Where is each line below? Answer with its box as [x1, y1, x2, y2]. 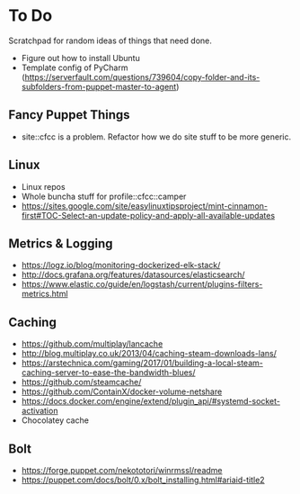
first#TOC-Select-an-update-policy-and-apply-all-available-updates [21, 210, 276, 220]
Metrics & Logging [8, 236, 113, 251]
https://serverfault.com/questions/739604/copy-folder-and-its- [24, 71, 260, 82]
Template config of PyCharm [21, 62, 128, 73]
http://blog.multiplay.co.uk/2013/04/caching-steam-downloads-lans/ [21, 348, 278, 359]
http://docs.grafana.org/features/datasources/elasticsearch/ [21, 269, 245, 280]
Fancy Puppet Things [8, 107, 131, 122]
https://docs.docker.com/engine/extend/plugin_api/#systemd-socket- [21, 396, 280, 407]
